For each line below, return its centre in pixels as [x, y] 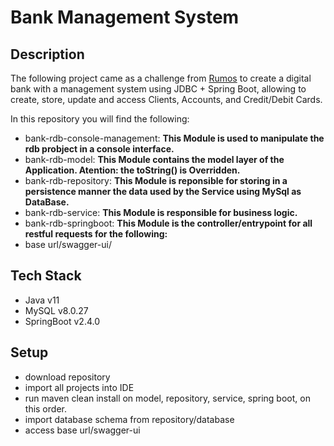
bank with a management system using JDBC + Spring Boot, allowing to [158, 89]
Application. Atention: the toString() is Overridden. [132, 170]
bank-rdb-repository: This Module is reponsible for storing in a [156, 180]
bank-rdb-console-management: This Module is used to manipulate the [174, 138]
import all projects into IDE [79, 387]
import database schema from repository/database [129, 419]
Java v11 [42, 300]
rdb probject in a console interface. [99, 149]
